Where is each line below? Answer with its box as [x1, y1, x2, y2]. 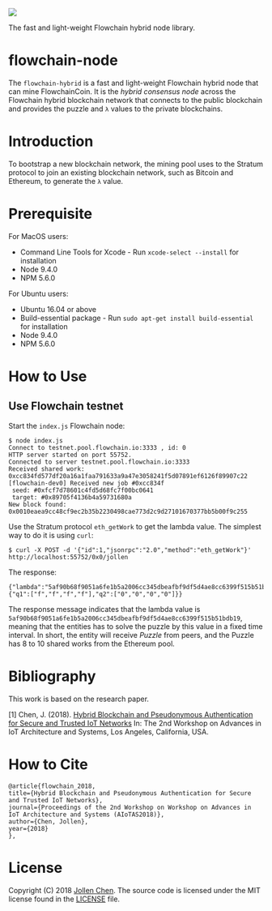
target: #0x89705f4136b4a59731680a [11, 493, 132, 502]
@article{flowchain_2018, [8, 782, 96, 790]
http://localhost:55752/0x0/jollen [8, 553, 129, 561]
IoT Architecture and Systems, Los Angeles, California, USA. [8, 726, 209, 737]
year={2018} [8, 824, 49, 832]
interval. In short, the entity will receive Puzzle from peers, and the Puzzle [8, 630, 255, 639]
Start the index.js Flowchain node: [8, 421, 125, 430]
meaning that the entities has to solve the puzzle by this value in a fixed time [8, 621, 263, 631]
